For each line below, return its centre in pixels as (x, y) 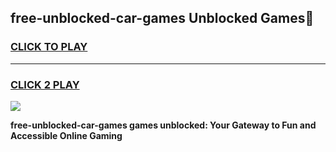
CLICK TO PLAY (49, 47)
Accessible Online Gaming (66, 135)
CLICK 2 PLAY (45, 84)
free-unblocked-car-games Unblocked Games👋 (162, 18)
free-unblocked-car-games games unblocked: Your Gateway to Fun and (163, 125)
